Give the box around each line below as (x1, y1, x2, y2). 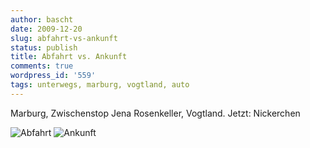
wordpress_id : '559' (10, 71, 97, 81)
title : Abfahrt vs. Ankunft (10, 52, 128, 62)
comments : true (10, 61, 74, 71)
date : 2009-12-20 (10, 24, 83, 34)
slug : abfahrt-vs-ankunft (10, 33, 118, 43)
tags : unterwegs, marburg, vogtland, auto (10, 80, 190, 90)
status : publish (10, 42, 78, 53)
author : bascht (10, 14, 74, 25)
